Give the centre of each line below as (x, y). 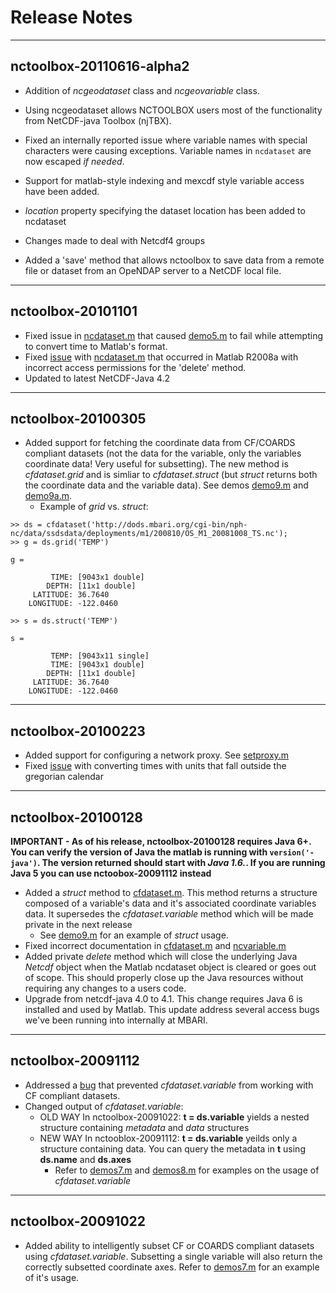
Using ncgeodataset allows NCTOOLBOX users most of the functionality (173, 110)
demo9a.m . (48, 496)
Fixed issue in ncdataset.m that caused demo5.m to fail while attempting (173, 335)
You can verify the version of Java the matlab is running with (139, 852)
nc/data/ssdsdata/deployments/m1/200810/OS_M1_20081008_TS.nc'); (149, 534)
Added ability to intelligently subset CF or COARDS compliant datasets (169, 1245)
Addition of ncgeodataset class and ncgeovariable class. (142, 90)
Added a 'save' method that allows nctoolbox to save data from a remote (174, 260)
